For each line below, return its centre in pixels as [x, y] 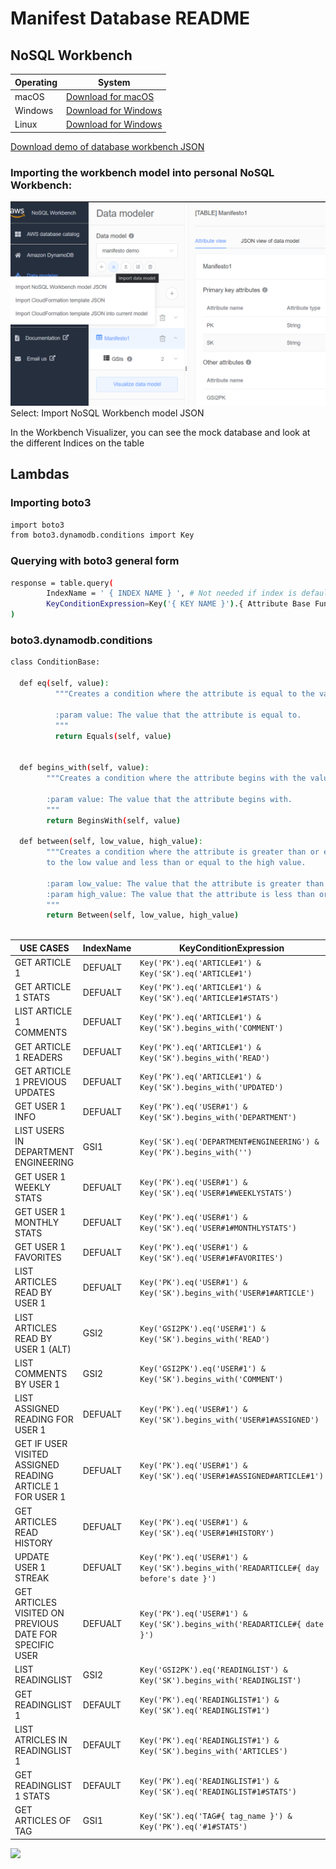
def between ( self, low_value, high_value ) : [111, 842]
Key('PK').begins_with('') [196, 1153]
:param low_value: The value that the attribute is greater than [185, 883]
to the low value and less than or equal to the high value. [176, 863]
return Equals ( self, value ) [113, 736]
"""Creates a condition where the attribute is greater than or [183, 852]
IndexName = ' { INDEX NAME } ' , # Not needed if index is [172, 593]
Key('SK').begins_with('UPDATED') [211, 1088]
